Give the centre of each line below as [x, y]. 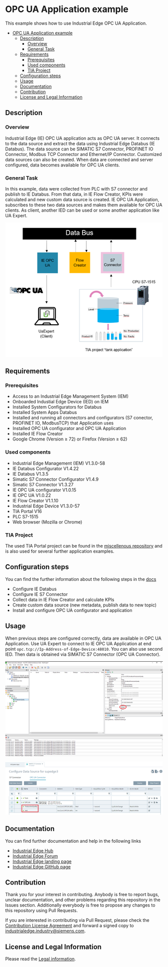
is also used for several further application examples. [60, 551]
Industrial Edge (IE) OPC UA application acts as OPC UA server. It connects [82, 138]
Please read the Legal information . [40, 959]
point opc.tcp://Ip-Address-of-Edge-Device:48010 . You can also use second [84, 649]
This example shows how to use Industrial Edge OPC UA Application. [76, 23]
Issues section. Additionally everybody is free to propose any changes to [80, 905]
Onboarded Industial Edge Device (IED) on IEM [60, 402]
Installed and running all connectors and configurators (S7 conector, [83, 418]
